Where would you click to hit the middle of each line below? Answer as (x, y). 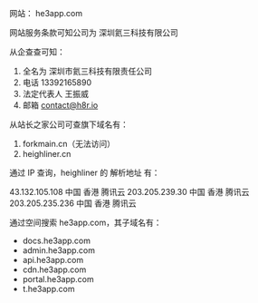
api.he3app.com (53, 260)
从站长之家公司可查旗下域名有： (69, 124)
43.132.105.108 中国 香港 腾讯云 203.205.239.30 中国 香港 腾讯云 (129, 192)
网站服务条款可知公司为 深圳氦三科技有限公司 (94, 33)
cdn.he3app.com (54, 269)
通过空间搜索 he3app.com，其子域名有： (86, 222)
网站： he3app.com (46, 13)
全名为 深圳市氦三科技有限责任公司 (87, 71)
